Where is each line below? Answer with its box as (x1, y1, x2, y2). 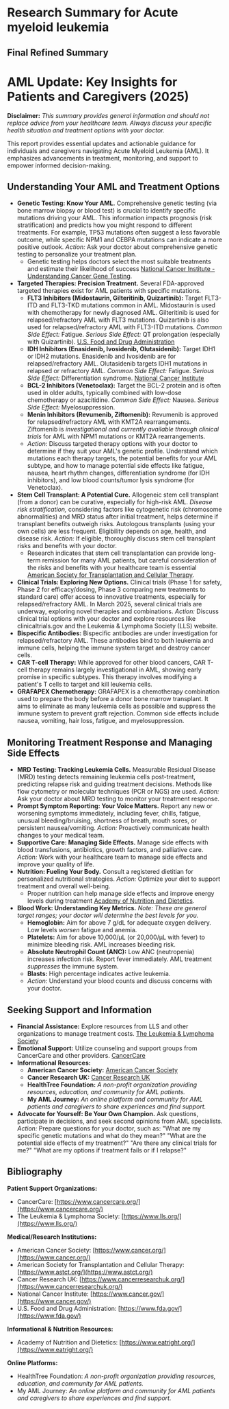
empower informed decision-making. (7, 161, 111, 169)
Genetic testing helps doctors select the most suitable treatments (27, 257, 212, 265)
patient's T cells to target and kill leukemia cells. (16, 680, 152, 689)
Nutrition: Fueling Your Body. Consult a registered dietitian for (16, 868, 193, 876)
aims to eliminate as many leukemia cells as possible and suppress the (16, 702, 216, 711)
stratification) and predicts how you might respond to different (16, 221, 193, 229)
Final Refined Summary (7, 47, 109, 58)
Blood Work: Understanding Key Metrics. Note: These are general (16, 904, 206, 912)
